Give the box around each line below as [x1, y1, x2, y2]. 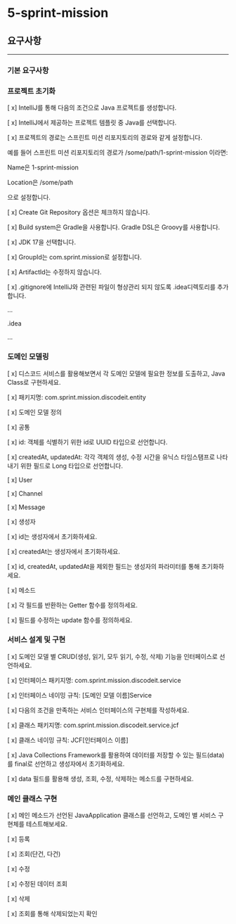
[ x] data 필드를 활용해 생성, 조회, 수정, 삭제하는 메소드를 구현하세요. [7, 774, 195, 783]
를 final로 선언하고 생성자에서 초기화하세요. [7, 759, 125, 768]
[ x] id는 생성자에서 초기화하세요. [7, 532, 98, 541]
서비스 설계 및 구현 [7, 635, 66, 645]
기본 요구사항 [7, 65, 49, 75]
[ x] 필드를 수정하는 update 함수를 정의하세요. [7, 615, 133, 624]
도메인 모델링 [7, 352, 49, 361]
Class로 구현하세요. [7, 378, 61, 386]
